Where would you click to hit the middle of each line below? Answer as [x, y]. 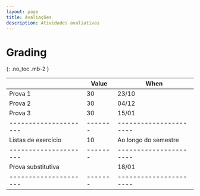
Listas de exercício [35, 140]
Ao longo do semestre [149, 140]
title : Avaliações [29, 17]
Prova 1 [20, 94]
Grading [26, 52]
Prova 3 [20, 113]
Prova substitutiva [34, 167]
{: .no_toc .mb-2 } [28, 69]
